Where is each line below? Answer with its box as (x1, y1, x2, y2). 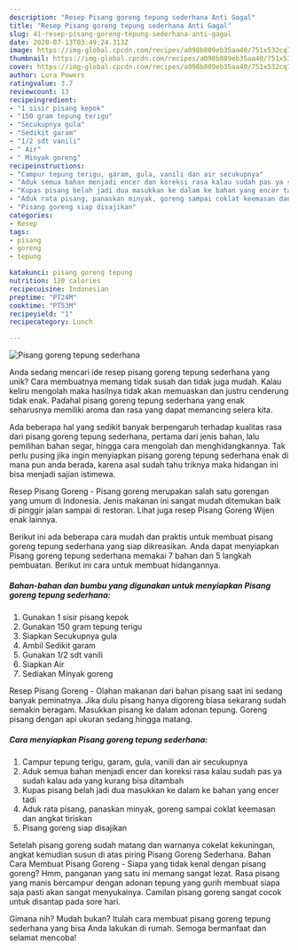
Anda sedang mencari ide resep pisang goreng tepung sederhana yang (9, 367, 271, 378)
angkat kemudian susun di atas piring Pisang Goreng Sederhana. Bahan (9, 849, 271, 860)
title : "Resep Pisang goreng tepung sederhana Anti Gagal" (9, 21, 232, 30)
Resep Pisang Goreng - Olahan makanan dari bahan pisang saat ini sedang (9, 686, 283, 696)
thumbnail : (9, 54, 50, 63)
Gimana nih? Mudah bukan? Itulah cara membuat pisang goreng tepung (9, 914, 271, 924)
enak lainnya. (9, 514, 58, 525)
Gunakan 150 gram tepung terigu (21, 622, 143, 632)
